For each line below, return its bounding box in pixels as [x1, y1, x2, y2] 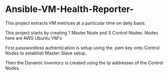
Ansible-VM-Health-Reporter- [5, 3, 134, 15]
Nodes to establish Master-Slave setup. [5, 50, 87, 56]
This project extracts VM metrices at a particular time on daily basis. [5, 20, 146, 26]
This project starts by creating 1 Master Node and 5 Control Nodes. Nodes [5, 29, 158, 35]
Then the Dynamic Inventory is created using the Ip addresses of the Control [5, 59, 163, 65]
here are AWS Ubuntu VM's [5, 35, 62, 41]
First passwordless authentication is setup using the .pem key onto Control [5, 44, 159, 50]
